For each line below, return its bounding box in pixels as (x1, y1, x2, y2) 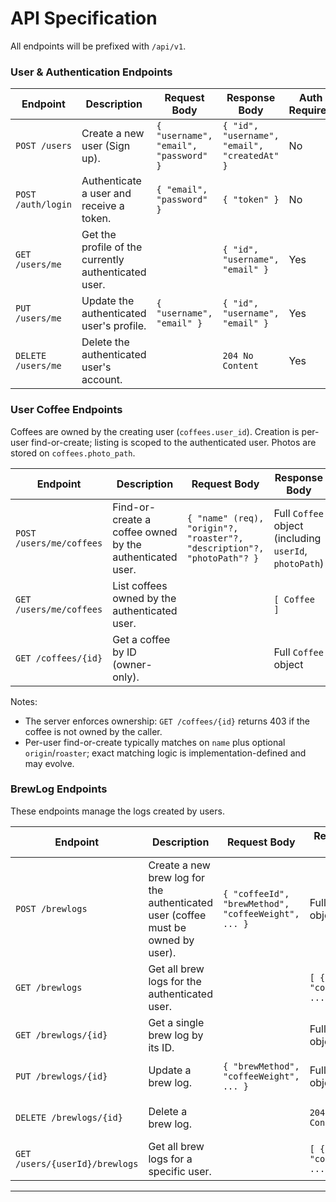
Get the (81, 228, 117, 242)
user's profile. (81, 319, 147, 333)
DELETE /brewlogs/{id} (15, 1112, 123, 1123)
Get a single (148, 1015, 205, 1029)
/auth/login (15, 199, 73, 211)
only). (112, 670, 140, 684)
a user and (81, 187, 132, 201)
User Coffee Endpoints (10, 403, 123, 417)
